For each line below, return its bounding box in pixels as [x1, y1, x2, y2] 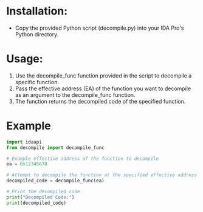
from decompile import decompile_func [6, 144, 105, 151]
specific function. [15, 78, 60, 85]
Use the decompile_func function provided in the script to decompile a [15, 71, 192, 79]
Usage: [6, 52, 44, 66]
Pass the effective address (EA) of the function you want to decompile [15, 85, 191, 92]
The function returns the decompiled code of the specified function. [15, 98, 186, 105]
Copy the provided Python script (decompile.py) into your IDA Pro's [15, 24, 184, 31]
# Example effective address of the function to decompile [6, 156, 159, 162]
